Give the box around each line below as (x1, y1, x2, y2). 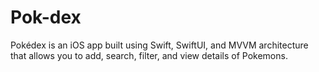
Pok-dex (10, 6, 82, 29)
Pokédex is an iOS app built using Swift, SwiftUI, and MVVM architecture (10, 39, 309, 51)
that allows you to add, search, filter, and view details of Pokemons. (10, 49, 288, 61)
